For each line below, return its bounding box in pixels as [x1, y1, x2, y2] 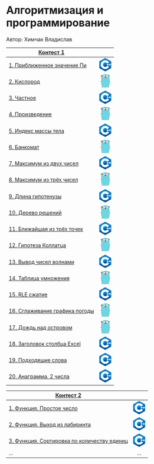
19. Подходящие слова [8, 357, 67, 364]
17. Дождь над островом [8, 324, 73, 331]
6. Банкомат [8, 143, 40, 151]
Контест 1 [38, 49, 65, 56]
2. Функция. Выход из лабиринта [8, 421, 91, 428]
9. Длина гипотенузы [8, 193, 62, 200]
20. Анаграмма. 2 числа [8, 373, 70, 380]
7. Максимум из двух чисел [8, 160, 78, 167]
